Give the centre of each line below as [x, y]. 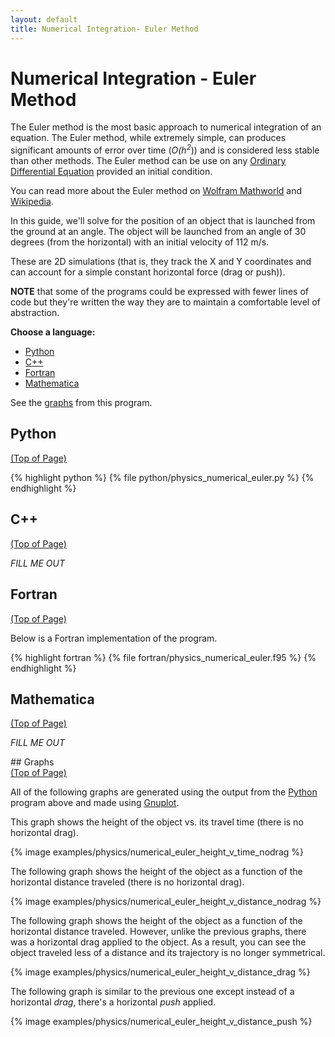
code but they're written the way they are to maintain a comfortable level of [165, 302]
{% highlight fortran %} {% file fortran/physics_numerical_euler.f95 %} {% [163, 657]
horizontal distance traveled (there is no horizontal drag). [127, 882]
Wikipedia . [32, 202]
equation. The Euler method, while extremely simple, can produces [148, 138]
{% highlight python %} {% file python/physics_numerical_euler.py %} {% [162, 477]
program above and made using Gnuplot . [95, 803]
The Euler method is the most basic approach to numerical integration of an [166, 127]
